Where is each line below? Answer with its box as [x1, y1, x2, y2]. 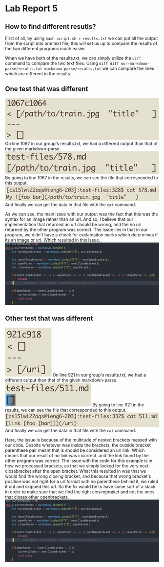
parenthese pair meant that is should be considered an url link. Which [5, 447, 145, 453]
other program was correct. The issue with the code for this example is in [5, 458, 153, 464]
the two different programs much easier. [5, 46, 86, 51]
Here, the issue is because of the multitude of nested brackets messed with [5, 437, 157, 443]
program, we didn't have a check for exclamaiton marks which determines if [5, 231, 158, 237]
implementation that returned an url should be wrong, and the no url [5, 221, 142, 227]
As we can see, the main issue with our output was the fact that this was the [5, 211, 158, 217]
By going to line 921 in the [92, 401, 144, 408]
